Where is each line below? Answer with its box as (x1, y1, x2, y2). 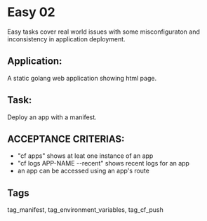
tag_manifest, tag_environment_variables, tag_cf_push (7, 206, 163, 214)
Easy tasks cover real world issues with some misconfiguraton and (7, 27, 200, 36)
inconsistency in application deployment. (7, 34, 126, 43)
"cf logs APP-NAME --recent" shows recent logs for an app (17, 159, 189, 168)
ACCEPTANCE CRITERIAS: (7, 133, 125, 145)
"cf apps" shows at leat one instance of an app (17, 152, 154, 160)
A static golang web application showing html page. (7, 74, 156, 82)
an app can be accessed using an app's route (17, 166, 149, 175)
